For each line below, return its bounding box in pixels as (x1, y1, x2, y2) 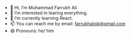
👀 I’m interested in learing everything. (10, 10, 88, 16)
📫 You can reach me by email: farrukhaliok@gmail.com (10, 21, 126, 27)
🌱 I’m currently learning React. (10, 15, 73, 21)
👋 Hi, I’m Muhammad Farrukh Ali (10, 5, 77, 10)
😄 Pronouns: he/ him (10, 28, 54, 34)
